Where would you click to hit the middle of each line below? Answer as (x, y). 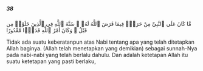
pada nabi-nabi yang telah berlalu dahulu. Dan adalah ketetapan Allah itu (97, 55)
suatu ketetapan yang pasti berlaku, (51, 61)
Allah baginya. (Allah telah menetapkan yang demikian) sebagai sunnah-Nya (102, 48)
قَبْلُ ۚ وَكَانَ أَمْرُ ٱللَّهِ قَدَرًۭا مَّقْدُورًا (46, 30)
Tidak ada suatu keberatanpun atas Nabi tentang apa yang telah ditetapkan (100, 42)
